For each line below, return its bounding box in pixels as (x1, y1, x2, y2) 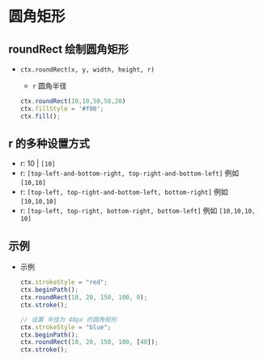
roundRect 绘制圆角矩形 (8, 42, 129, 56)
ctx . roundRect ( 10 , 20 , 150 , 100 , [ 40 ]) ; (19, 338, 159, 346)
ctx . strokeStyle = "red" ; (19, 278, 108, 286)
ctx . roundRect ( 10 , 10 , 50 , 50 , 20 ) (19, 97, 126, 105)
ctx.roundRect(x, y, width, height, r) (19, 66, 155, 74)
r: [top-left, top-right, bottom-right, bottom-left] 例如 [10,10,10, (19, 206, 257, 216)
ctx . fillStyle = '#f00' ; (19, 105, 104, 113)
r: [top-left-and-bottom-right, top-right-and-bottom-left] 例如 (19, 168, 240, 178)
